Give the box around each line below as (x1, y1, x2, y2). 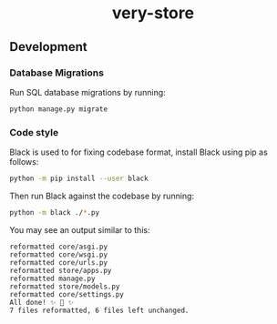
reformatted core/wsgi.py (9, 249, 108, 259)
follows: (9, 157, 39, 167)
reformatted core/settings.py (9, 289, 125, 299)
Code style (9, 126, 59, 138)
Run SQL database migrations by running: (9, 86, 166, 97)
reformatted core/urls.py (9, 258, 108, 267)
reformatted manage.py (9, 274, 96, 283)
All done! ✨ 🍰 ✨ (9, 298, 75, 307)
